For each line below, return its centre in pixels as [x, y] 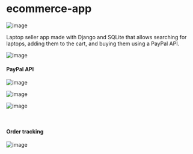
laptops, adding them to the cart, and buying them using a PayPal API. [93, 43]
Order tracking [25, 131]
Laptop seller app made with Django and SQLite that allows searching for [96, 37]
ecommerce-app [49, 9]
